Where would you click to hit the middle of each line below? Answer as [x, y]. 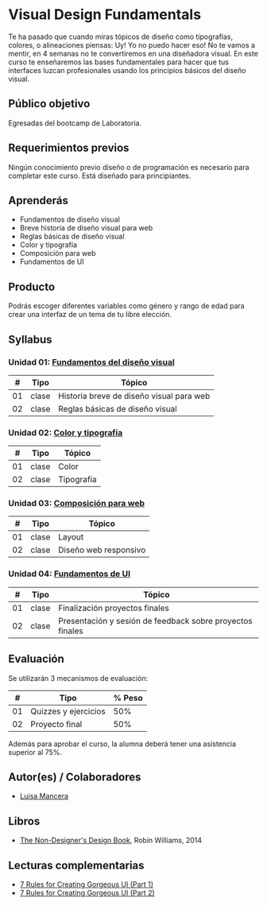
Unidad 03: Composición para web [77, 504]
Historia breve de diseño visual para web [134, 396]
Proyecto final [56, 724]
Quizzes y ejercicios [68, 711]
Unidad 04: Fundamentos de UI [70, 574]
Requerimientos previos [69, 148]
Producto [32, 286]
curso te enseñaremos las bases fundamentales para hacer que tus [118, 62]
